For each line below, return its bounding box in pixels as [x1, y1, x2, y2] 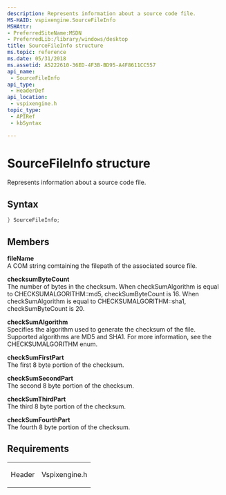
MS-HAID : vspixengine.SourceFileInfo [7, 17, 116, 24]
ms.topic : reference [7, 49, 67, 56]
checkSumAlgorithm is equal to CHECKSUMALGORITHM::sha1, [7, 297, 187, 305]
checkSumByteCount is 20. [7, 304, 85, 312]
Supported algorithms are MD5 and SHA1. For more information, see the [7, 332, 212, 341]
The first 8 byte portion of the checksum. [7, 361, 124, 369]
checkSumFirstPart [7, 353, 64, 361]
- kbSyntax [10, 119, 41, 127]
